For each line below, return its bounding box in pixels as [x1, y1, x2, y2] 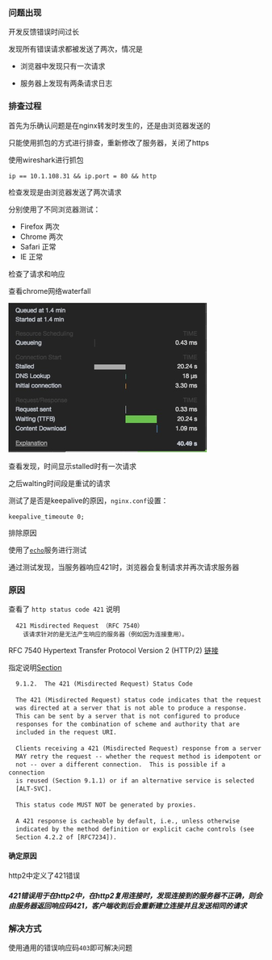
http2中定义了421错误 [8, 870, 81, 881]
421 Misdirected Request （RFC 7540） [15, 622, 144, 630]
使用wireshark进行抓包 [8, 155, 84, 165]
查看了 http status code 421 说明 [8, 604, 121, 614]
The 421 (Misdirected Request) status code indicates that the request [15, 696, 262, 704]
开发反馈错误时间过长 [8, 27, 79, 37]
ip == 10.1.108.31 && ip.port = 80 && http [8, 172, 157, 180]
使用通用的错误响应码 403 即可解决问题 [8, 943, 133, 953]
